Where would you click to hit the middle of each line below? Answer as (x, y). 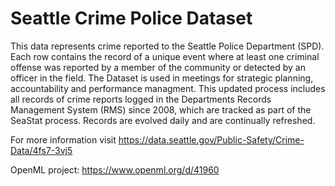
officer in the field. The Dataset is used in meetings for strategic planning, (162, 78)
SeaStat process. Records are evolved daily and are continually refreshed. (163, 120)
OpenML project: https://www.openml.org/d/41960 (115, 169)
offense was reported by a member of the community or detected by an (158, 67)
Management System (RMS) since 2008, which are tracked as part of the (161, 109)
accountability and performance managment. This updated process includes (168, 88)
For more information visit (63, 139)
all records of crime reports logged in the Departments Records (141, 99)
